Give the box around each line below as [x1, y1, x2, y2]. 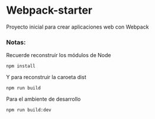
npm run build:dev [6, 107, 51, 113]
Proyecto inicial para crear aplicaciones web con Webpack [6, 23, 149, 30]
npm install [6, 63, 35, 69]
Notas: [6, 38, 26, 46]
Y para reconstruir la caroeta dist [6, 74, 87, 81]
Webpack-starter [6, 4, 93, 17]
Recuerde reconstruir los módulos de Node [6, 52, 111, 59]
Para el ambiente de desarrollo [6, 96, 81, 103]
